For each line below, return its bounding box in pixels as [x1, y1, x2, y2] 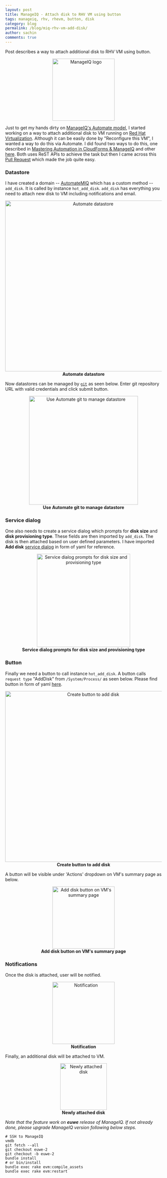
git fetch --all [5, 1143, 39, 1148]
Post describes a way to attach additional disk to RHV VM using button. [5, 48, 151, 55]
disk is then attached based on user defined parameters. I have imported [5, 539, 155, 545]
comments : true [5, 35, 37, 40]
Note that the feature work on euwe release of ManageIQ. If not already [5, 1119, 153, 1125]
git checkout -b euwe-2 [5, 1152, 55, 1157]
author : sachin [5, 30, 37, 35]
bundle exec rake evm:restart [5, 1169, 68, 1174]
